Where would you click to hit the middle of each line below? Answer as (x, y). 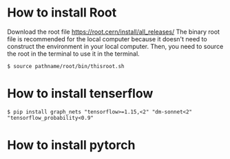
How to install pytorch (71, 145)
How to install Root (62, 13)
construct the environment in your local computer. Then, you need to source (115, 46)
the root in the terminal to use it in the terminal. (73, 54)
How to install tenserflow (80, 94)
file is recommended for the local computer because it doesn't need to (107, 39)
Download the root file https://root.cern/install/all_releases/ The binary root (114, 32)
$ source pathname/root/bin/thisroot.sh (66, 66)
